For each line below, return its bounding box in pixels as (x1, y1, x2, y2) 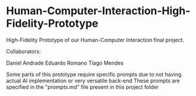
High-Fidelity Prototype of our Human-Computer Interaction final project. (6, 36, 185, 43)
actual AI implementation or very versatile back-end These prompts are (6, 77, 180, 84)
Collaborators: (6, 47, 41, 55)
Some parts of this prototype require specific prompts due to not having (6, 71, 182, 78)
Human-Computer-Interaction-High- (6, 4, 191, 18)
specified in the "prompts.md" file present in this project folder (6, 83, 159, 90)
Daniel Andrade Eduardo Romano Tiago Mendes (6, 59, 124, 66)
